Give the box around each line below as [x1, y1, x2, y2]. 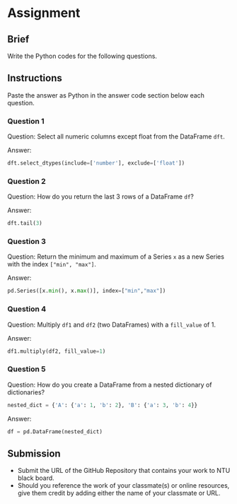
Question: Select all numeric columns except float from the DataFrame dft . [7, 132, 225, 141]
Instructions [7, 72, 62, 84]
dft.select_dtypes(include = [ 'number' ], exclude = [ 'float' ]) [7, 160, 185, 167]
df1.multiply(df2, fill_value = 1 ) [7, 348, 106, 355]
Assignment [7, 5, 81, 21]
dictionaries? [7, 387, 45, 397]
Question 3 [7, 237, 46, 247]
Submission [7, 447, 62, 459]
